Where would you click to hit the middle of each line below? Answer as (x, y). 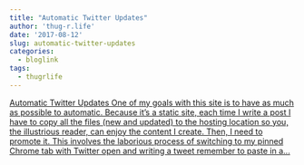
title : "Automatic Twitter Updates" (78, 18)
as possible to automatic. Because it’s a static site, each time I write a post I (150, 112)
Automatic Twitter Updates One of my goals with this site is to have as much (152, 102)
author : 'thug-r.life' (52, 26)
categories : (32, 52)
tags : (20, 69)
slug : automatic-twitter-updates (73, 43)
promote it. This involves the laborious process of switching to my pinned (147, 141)
